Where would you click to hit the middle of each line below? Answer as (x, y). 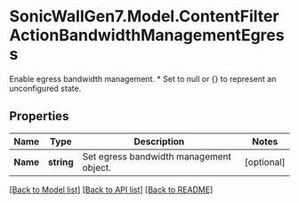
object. (97, 167)
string (61, 162)
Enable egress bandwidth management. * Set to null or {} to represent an (143, 78)
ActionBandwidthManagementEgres (147, 35)
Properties (39, 116)
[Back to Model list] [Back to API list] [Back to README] (111, 190)
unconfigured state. (45, 88)
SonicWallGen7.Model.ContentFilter (144, 16)
